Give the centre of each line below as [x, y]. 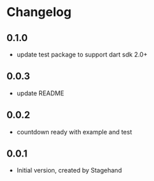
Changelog [39, 12]
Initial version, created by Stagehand [69, 171]
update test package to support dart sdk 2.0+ [82, 54]
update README [40, 93]
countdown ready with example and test [74, 132]
